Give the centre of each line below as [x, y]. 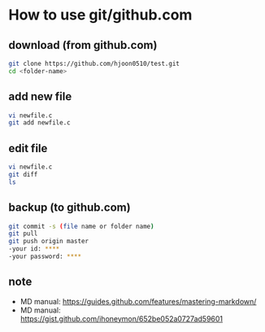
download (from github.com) [83, 45]
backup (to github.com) [70, 208]
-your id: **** [34, 249]
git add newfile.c [39, 123]
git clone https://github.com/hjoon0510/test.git [94, 63]
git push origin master [49, 242]
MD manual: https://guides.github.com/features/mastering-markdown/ [138, 301]
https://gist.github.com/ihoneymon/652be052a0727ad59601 [122, 318]
